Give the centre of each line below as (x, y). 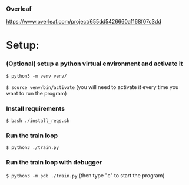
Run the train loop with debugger (54, 163)
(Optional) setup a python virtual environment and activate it (94, 64)
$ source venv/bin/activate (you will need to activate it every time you (92, 87)
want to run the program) (37, 93)
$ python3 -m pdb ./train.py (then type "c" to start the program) (85, 175)
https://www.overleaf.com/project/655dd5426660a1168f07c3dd (84, 22)
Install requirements (36, 108)
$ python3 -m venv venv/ (37, 76)
